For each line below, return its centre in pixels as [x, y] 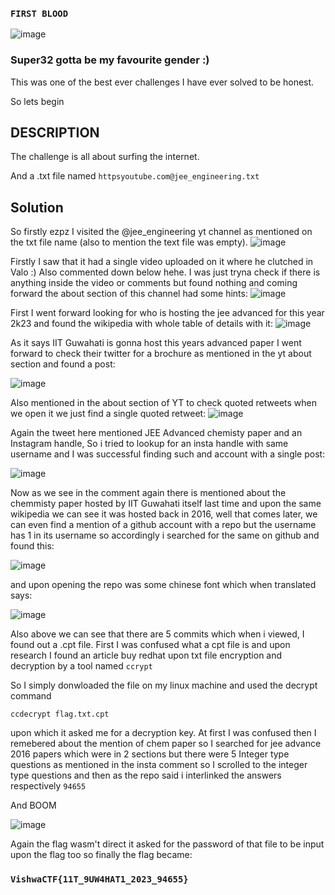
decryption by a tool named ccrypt [81, 666]
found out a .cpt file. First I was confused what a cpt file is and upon [150, 645]
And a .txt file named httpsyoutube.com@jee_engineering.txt [135, 176]
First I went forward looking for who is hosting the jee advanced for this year [167, 313]
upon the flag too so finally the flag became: [101, 855]
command [31, 696]
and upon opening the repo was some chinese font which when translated [163, 585]
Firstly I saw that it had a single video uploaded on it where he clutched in [162, 262]
